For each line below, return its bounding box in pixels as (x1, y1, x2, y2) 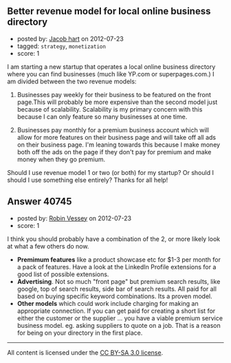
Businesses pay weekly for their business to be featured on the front (16, 90, 212, 98)
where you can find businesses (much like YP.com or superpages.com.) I (7, 70, 214, 78)
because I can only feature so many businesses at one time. (16, 112, 188, 121)
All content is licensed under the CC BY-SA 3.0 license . (7, 348, 164, 357)
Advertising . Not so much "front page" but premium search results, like (16, 277, 221, 285)
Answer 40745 (7, 196, 72, 207)
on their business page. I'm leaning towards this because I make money (16, 141, 221, 149)
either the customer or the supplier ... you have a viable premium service (16, 313, 223, 322)
